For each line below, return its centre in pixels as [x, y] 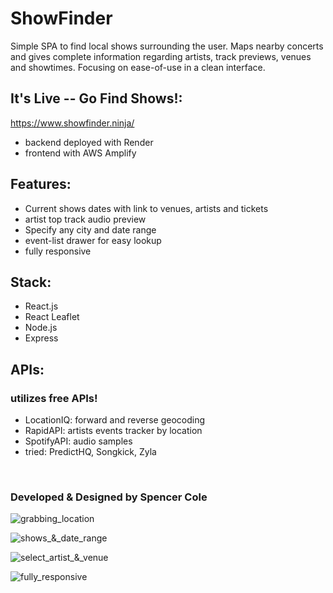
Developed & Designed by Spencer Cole [109, 497]
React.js [41, 306]
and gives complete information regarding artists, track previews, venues [161, 56]
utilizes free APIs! [54, 398]
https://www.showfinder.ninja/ [72, 123]
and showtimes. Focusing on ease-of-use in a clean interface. [138, 67]
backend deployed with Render [89, 142]
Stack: [31, 282]
